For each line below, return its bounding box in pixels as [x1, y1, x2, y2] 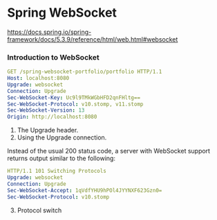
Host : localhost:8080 [7, 75, 70, 82]
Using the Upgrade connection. [17, 133, 107, 142]
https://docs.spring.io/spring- [7, 28, 92, 36]
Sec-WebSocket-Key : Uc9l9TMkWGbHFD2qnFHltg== [7, 94, 140, 101]
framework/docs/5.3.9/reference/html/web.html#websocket [7, 35, 178, 43]
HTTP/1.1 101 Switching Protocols [7, 168, 107, 175]
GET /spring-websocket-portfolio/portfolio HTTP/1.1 [7, 68, 162, 76]
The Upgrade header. [17, 126, 79, 135]
